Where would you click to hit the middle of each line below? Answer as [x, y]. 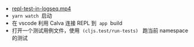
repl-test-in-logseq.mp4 [41, 9]
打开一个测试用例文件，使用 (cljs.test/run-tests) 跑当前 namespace [100, 30]
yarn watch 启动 [32, 15]
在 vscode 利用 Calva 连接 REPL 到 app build [67, 23]
